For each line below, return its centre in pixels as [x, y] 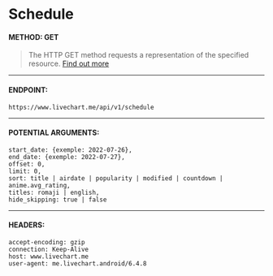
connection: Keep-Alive [49, 249]
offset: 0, [27, 164]
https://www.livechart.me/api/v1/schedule [81, 107]
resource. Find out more [69, 64]
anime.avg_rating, [39, 185]
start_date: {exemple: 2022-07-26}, [70, 150]
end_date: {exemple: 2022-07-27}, [67, 157]
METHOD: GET [34, 37]
